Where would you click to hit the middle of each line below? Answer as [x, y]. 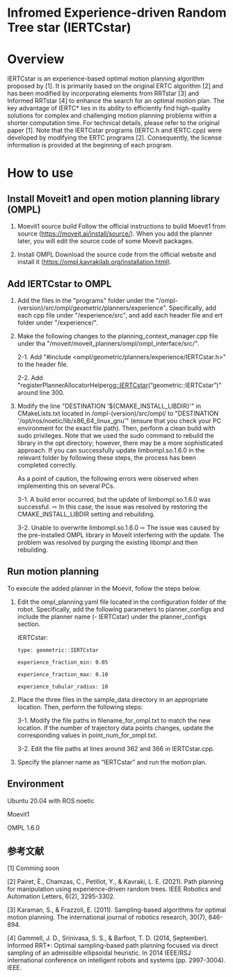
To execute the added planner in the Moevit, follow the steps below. [104, 588]
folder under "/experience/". [58, 322]
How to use [40, 173]
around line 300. [41, 392]
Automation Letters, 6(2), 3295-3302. [61, 896]
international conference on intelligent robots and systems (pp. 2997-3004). [116, 960]
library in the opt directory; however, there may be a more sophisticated [120, 443]
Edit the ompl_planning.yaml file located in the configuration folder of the [122, 602]
